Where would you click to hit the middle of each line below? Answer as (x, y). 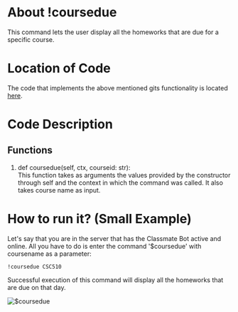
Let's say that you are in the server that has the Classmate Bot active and (114, 238)
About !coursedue (62, 12)
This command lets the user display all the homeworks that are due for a (113, 32)
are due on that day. (37, 287)
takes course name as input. (59, 190)
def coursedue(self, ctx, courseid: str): (74, 167)
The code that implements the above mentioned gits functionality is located (118, 88)
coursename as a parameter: (50, 254)
